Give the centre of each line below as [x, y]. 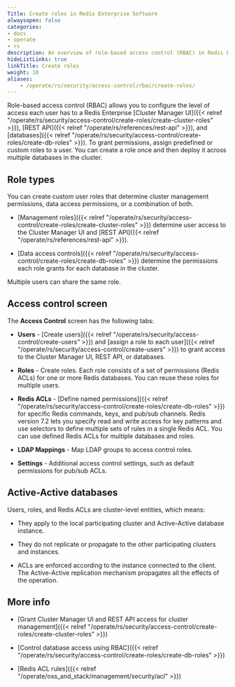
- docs [17, 33]
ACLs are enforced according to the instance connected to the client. [117, 565]
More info [29, 603]
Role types [31, 179]
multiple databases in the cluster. [55, 158]
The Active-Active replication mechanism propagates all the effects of [118, 573]
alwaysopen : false [34, 20]
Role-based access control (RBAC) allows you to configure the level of [108, 105]
